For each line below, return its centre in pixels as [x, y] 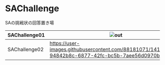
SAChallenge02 [26, 49]
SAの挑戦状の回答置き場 [29, 22]
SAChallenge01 [26, 35]
